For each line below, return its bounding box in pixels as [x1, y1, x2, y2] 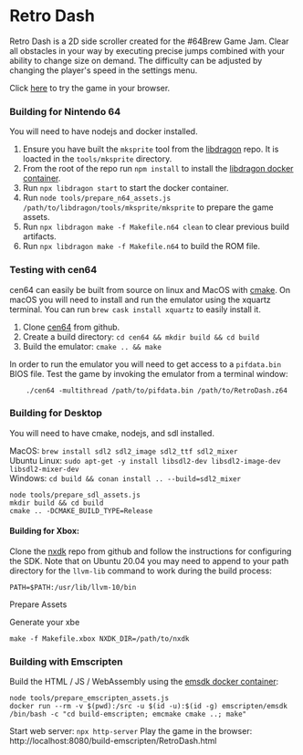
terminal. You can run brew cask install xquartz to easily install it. [9, 303, 262, 315]
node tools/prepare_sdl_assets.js [9, 490, 141, 499]
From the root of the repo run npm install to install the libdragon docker [22, 163, 294, 174]
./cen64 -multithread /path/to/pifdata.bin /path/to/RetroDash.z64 [26, 385, 287, 395]
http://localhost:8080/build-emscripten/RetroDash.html [9, 736, 217, 747]
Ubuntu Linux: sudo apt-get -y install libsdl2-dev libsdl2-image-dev [9, 455, 281, 466]
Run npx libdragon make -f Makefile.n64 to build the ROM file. [22, 241, 260, 252]
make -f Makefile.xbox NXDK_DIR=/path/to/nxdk [9, 634, 190, 644]
